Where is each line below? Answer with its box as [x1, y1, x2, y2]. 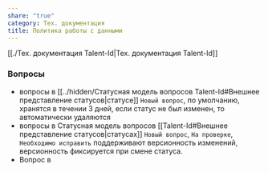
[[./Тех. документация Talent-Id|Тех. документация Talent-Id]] [7, 49, 218, 58]
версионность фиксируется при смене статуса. [18, 146, 184, 156]
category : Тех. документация [7, 19, 105, 27]
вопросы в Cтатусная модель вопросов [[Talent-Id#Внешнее [18, 121, 228, 130]
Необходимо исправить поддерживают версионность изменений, [18, 138, 238, 147]
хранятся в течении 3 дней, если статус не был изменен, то [18, 103, 225, 113]
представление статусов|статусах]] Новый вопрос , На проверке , [18, 129, 233, 138]
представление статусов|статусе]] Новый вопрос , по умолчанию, [18, 95, 240, 105]
